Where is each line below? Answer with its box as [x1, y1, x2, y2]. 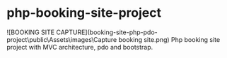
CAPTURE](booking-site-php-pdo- [55, 28, 158, 36]
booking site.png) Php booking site [118, 35, 221, 43]
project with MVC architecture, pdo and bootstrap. [6, 43, 153, 51]
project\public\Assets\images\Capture [6, 35, 117, 43]
